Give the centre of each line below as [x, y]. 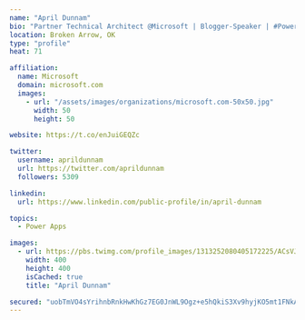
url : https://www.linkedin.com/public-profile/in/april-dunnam [139, 202]
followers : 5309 [48, 177]
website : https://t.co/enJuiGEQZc [75, 135]
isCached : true [54, 277]
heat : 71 [26, 52]
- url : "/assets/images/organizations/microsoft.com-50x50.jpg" [150, 102]
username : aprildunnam [60, 160]
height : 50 [54, 119]
